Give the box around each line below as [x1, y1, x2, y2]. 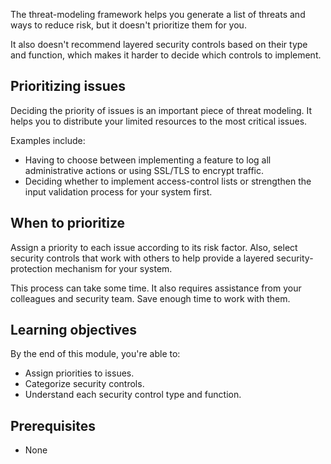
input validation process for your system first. [24, 185, 213, 198]
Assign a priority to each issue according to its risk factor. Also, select [10, 241, 298, 253]
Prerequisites [10, 417, 96, 434]
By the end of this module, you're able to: [10, 348, 181, 360]
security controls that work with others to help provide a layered [10, 252, 275, 264]
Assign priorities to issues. [24, 367, 135, 379]
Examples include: [10, 134, 86, 146]
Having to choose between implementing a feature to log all [24, 154, 272, 166]
